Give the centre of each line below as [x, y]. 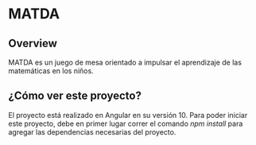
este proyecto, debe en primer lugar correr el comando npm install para [126, 123]
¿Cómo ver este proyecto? [75, 96]
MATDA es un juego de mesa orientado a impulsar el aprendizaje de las [125, 62]
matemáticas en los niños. [51, 71]
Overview [33, 43]
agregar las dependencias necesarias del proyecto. [92, 131]
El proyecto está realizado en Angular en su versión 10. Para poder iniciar [128, 115]
